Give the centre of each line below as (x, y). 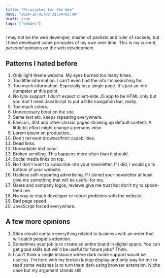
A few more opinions (38, 222)
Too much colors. (31, 107)
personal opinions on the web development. (50, 48)
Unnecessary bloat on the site (43, 112)
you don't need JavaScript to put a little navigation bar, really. (75, 102)
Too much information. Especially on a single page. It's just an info (80, 86)
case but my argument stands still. (48, 270)
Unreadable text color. (35, 149)
